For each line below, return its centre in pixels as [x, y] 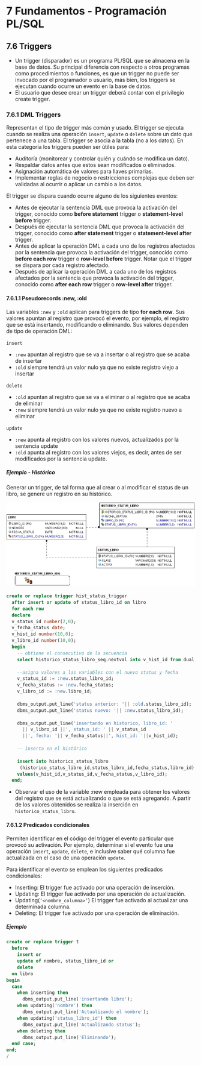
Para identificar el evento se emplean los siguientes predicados [85, 869]
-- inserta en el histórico [52, 749]
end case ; [24, 1044]
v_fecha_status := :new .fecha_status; [65, 685]
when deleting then [41, 1031]
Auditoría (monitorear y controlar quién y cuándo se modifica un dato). [102, 159]
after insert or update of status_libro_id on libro [79, 602]
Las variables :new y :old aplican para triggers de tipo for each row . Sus [95, 312]
